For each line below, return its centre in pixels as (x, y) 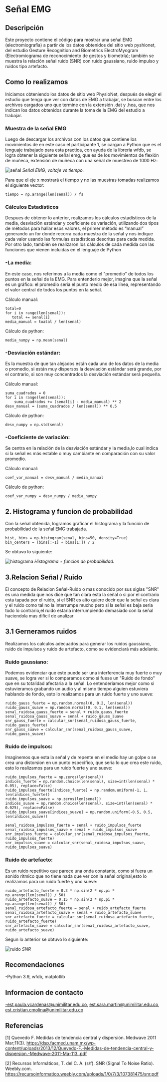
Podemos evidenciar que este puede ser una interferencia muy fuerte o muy (83, 673)
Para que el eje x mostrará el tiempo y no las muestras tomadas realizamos (82, 180)
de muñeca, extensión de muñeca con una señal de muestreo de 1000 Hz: (82, 161)
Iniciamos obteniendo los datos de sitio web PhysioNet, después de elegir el (83, 94)
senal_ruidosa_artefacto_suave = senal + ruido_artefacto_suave (73, 912)
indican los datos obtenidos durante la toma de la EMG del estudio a (75, 110)
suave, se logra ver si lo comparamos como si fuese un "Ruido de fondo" (80, 678)
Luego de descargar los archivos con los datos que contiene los (71, 139)
